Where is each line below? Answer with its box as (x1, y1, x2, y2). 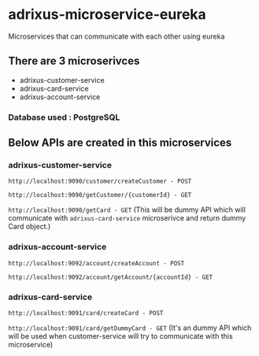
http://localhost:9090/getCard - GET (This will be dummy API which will (8, 205, 246, 214)
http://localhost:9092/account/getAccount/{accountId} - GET (8, 273, 213, 281)
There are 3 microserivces (8, 54, 140, 68)
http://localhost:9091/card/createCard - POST (8, 309, 164, 317)
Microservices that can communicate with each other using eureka (8, 32, 225, 41)
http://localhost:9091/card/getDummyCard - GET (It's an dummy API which (8, 323, 252, 332)
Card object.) (8, 222, 51, 232)
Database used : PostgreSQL (8, 112, 120, 123)
